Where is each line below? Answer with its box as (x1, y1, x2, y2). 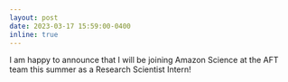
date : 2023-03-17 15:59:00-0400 (9, 22, 131, 31)
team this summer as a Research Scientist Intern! (9, 64, 191, 75)
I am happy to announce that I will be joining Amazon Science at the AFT (9, 55, 279, 66)
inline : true (9, 30, 59, 39)
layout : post (9, 13, 59, 23)
